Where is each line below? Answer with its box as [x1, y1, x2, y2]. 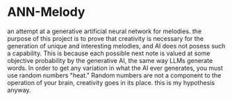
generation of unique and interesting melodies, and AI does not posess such [7, 42, 226, 50]
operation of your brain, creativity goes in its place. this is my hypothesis [7, 78, 215, 86]
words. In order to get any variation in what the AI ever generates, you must [7, 64, 224, 72]
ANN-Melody [7, 4, 85, 20]
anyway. [7, 86, 31, 94]
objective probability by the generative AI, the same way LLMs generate [7, 56, 213, 64]
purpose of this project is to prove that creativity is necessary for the [7, 34, 204, 42]
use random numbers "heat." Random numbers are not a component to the [7, 71, 222, 80]
